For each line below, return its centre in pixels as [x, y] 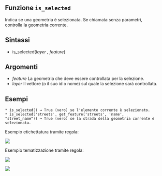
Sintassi [17, 40]
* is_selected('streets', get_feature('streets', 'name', [65, 114]
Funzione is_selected [38, 8]
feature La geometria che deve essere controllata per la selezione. [78, 79]
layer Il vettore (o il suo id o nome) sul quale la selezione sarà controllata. [85, 84]
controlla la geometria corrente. [37, 25]
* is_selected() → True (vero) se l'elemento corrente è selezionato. [78, 110]
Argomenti [21, 67]
